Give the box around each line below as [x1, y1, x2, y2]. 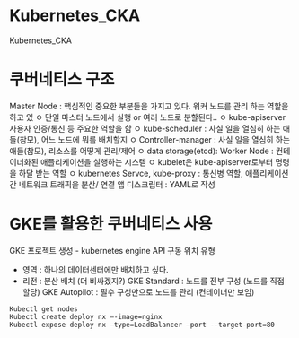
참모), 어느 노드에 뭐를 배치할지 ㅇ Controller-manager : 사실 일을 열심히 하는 [19, 134, 290, 144]
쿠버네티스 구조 [9, 69, 115, 90]
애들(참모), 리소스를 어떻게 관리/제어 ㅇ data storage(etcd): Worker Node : [9, 145, 274, 156]
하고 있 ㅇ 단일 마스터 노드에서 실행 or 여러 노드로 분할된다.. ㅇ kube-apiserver [9, 111, 286, 122]
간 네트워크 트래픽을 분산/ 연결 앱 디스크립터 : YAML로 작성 [9, 178, 215, 189]
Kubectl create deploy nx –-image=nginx [9, 312, 163, 321]
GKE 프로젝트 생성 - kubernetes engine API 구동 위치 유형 [9, 245, 215, 256]
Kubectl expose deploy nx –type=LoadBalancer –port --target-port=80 [9, 320, 276, 329]
